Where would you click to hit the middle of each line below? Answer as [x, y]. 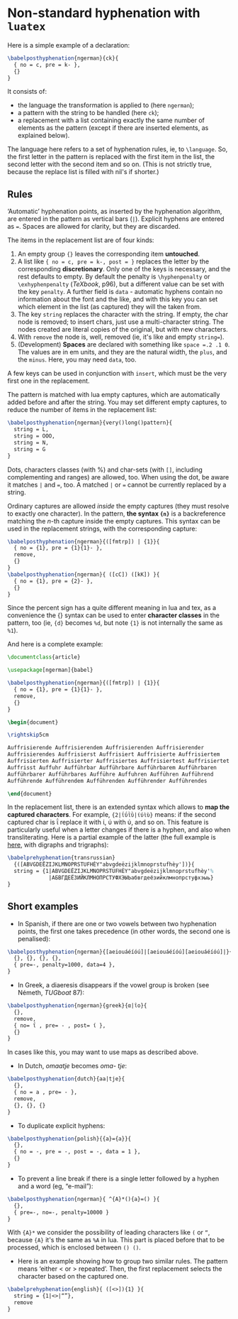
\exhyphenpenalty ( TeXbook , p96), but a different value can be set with [121, 284]
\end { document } [30, 793]
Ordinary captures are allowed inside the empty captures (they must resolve [118, 506]
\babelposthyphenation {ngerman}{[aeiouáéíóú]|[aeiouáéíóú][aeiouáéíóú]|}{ [120, 952]
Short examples [43, 907]
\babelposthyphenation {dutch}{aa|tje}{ [66, 1079]
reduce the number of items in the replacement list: [82, 410]
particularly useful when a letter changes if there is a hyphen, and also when [119, 830]
